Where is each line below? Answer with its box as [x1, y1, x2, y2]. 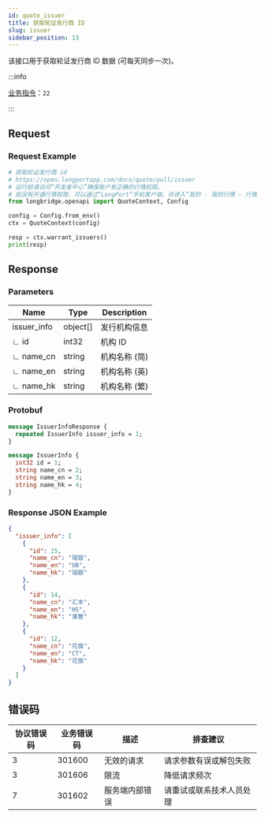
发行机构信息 [100, 321, 148, 332]
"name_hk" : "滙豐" [28, 613, 88, 621]
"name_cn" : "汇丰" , [28, 598, 91, 606]
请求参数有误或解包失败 [163, 755, 251, 766]
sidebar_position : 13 [8, 33, 80, 42]
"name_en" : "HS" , [28, 605, 87, 614]
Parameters [8, 286, 54, 297]
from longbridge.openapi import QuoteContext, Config [8, 198, 189, 206]
